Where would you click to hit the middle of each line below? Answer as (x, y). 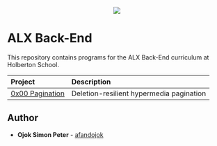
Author (23, 118)
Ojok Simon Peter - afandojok (60, 134)
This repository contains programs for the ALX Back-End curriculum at (108, 57)
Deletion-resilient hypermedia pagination (139, 93)
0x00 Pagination (38, 93)
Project (23, 82)
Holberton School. (33, 64)
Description (91, 82)
